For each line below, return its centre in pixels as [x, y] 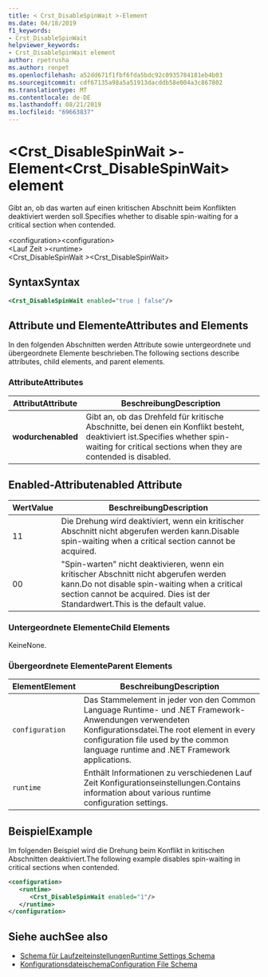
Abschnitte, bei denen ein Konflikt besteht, [165, 427]
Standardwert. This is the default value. [133, 604]
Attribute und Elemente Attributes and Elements [128, 326]
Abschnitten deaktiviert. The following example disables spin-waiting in [124, 859]
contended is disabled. [128, 456]
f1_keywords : [30, 30]
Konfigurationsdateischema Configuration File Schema [108, 964]
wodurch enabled [45, 436]
